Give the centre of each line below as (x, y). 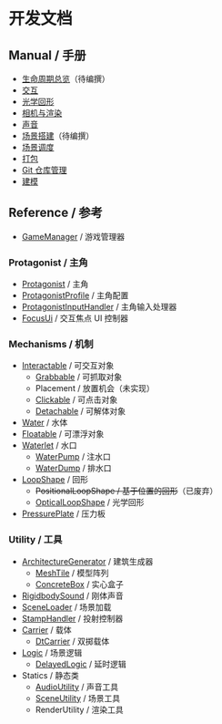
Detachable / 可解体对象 (81, 411)
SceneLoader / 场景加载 (66, 606)
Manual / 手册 (47, 55)
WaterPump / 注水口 (73, 457)
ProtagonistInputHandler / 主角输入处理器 (99, 307)
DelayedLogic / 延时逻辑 (81, 664)
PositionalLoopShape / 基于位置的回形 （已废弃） (126, 491)
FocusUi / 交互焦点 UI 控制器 (75, 318)
